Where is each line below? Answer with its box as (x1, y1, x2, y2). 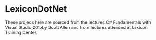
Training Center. (5, 29, 38, 35)
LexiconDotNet (5, 3, 67, 14)
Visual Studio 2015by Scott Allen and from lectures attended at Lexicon (5, 24, 148, 30)
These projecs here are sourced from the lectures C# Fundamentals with (5, 19, 151, 25)
